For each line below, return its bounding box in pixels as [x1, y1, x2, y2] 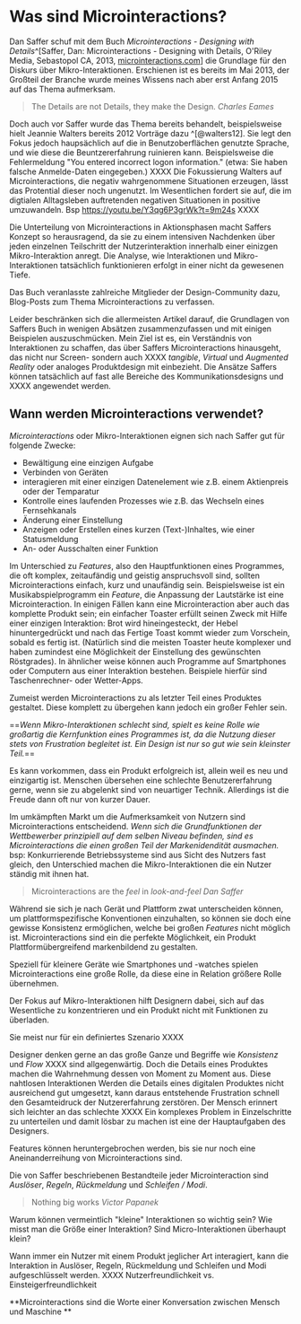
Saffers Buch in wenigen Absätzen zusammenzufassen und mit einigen [9, 323, 271, 334]
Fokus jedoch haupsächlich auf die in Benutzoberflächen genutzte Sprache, [9, 137, 289, 148]
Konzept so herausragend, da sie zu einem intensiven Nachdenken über [9, 231, 276, 241]
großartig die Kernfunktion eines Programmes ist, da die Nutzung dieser [9, 729, 276, 740]
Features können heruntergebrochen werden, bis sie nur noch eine [9, 1143, 256, 1153]
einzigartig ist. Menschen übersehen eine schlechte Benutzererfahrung [9, 775, 272, 785]
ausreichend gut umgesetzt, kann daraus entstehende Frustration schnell [9, 1087, 279, 1098]
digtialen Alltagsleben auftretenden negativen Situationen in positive [9, 195, 262, 206]
